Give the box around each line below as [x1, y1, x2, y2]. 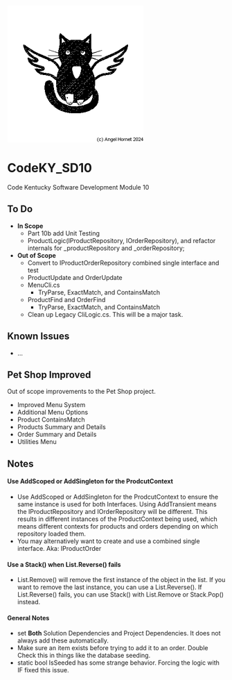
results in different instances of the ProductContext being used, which [17, 515, 218, 523]
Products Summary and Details [17, 423, 106, 431]
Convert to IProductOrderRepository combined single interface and [27, 258, 220, 267]
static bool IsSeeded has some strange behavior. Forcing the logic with [17, 658, 220, 667]
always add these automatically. [17, 636, 109, 645]
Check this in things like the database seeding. [17, 652, 151, 660]
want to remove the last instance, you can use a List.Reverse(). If [17, 583, 202, 592]
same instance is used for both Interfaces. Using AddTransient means [17, 499, 217, 508]
